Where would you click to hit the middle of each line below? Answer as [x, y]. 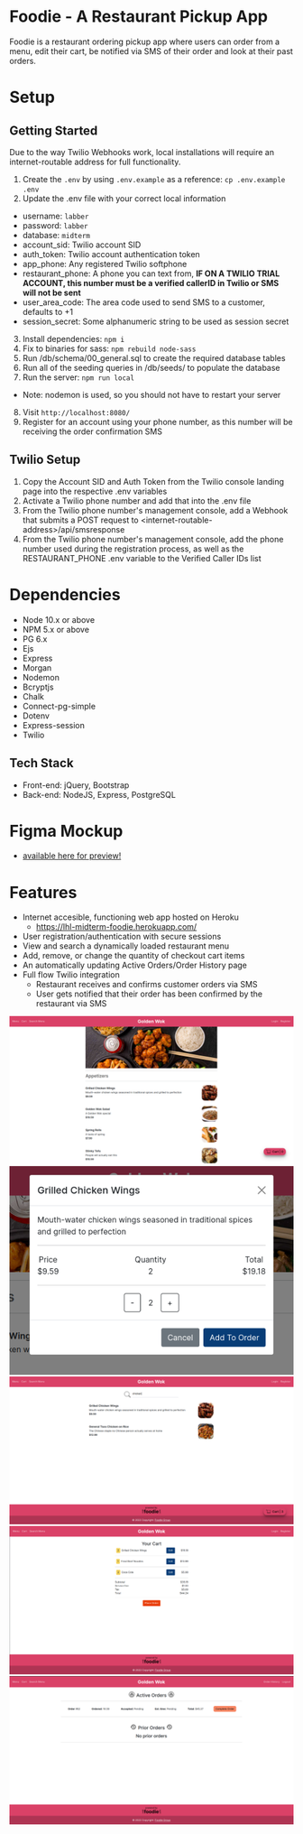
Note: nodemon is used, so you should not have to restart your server [151, 394]
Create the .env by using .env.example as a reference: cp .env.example [154, 179]
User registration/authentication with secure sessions [122, 937]
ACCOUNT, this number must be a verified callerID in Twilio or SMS [151, 283]
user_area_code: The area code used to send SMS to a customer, [144, 302]
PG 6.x [35, 639]
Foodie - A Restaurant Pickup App [139, 17]
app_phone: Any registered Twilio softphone [105, 264]
